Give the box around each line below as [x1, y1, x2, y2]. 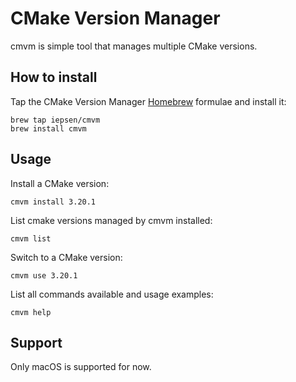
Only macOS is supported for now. [10, 361, 152, 373]
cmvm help [10, 307, 52, 317]
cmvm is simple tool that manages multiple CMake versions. [10, 40, 258, 52]
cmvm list [10, 233, 52, 244]
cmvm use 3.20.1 [10, 270, 78, 281]
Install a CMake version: [10, 177, 110, 189]
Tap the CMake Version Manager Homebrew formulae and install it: [10, 95, 287, 107]
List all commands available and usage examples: [10, 288, 214, 300]
